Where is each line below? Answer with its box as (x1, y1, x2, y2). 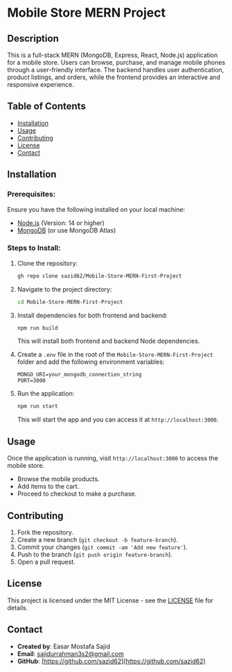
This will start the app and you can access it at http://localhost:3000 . (17, 415, 219, 424)
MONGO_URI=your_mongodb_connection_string (17, 371, 142, 378)
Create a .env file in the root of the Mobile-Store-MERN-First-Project (17, 351, 213, 359)
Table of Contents (7, 101, 87, 112)
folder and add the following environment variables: (17, 358, 165, 366)
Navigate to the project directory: (17, 285, 112, 293)
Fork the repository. (17, 528, 74, 536)
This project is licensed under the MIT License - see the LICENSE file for (7, 596, 213, 605)
